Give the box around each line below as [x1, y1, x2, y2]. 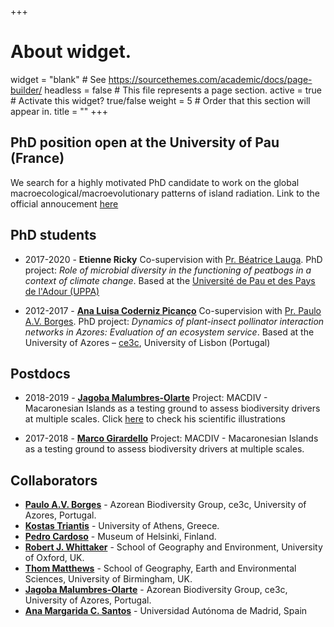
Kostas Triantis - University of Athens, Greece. [24, 520, 220, 532]
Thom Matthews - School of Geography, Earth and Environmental [24, 562, 297, 575]
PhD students [10, 227, 97, 244]
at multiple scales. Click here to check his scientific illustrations [24, 413, 286, 425]
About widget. [10, 41, 132, 63]
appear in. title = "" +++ [10, 105, 109, 117]
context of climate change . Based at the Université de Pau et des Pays [24, 274, 316, 286]
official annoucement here [10, 197, 119, 210]
